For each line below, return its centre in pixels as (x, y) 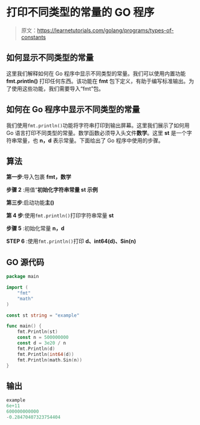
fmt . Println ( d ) (36, 349)
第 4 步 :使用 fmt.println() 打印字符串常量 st (60, 216)
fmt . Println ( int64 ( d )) (46, 354)
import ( (17, 288)
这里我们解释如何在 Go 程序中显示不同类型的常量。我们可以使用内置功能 (96, 73)
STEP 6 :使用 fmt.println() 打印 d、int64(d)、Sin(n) (71, 241)
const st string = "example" (43, 315)
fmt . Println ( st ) (38, 332)
